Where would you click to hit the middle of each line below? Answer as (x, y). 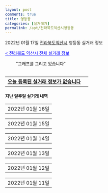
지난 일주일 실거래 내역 (27, 96)
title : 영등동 (18, 19)
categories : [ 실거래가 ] (27, 23)
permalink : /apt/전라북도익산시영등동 (40, 28)
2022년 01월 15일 (28, 124)
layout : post (18, 10)
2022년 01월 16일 (28, 109)
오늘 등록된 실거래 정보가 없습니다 (44, 82)
